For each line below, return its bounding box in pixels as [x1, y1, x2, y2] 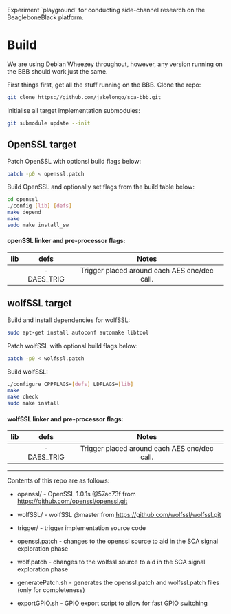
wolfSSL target [7, 297, 72, 309]
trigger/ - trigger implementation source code [16, 524, 146, 532]
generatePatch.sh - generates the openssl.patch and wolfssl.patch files [16, 578, 220, 587]
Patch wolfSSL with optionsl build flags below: [7, 341, 138, 350]
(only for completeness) [16, 586, 85, 594]
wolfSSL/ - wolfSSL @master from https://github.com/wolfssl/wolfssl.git [16, 511, 221, 519]
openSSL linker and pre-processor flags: [7, 237, 126, 245]
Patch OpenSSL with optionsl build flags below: [7, 157, 142, 165]
